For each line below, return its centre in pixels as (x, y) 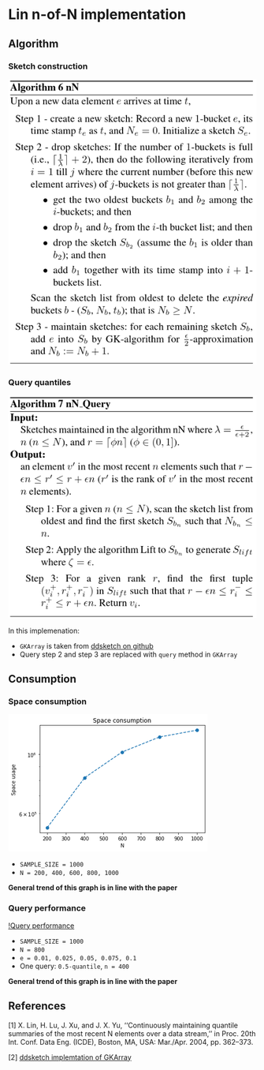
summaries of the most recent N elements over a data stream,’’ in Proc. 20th (132, 1033)
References (37, 1006)
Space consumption (48, 701)
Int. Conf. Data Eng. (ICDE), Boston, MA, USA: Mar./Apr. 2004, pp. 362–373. (131, 1042)
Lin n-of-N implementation (97, 15)
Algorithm (33, 44)
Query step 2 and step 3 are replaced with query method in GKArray (128, 654)
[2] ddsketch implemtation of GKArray (70, 1057)
